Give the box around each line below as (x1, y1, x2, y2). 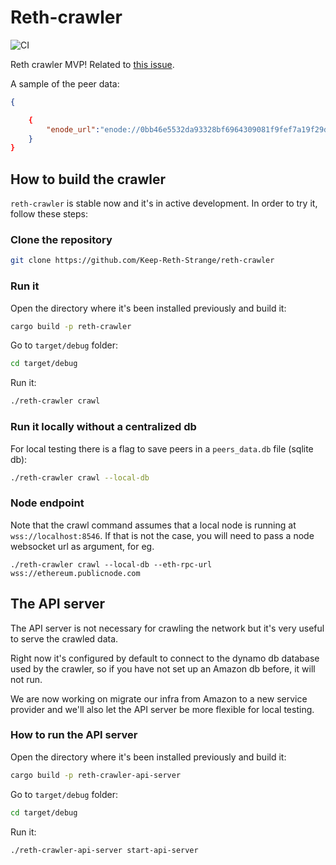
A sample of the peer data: (10, 77, 120, 90)
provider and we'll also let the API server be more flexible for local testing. (10, 703, 315, 715)
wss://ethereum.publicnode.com (10, 568, 141, 578)
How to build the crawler (10, 171, 167, 188)
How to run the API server (10, 728, 138, 742)
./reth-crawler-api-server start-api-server (10, 845, 199, 855)
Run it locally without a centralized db (10, 420, 197, 434)
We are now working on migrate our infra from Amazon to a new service (10, 692, 308, 705)
